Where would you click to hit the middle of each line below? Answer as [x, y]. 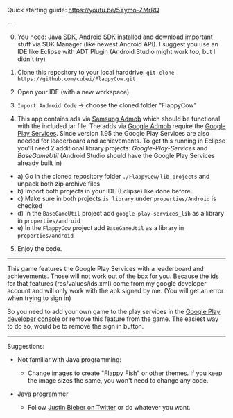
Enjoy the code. [40, 249]
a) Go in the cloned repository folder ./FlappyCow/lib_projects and [113, 176]
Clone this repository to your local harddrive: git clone [96, 72]
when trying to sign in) [39, 298]
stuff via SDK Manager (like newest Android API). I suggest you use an [118, 44]
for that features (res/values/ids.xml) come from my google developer [107, 283]
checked [30, 206]
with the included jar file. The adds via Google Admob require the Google [121, 126]
